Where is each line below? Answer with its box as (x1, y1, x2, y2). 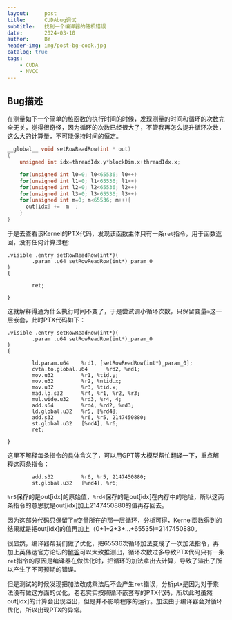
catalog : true (7, 49, 48, 56)
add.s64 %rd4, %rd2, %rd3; (32, 402, 135, 409)
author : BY (7, 36, 51, 43)
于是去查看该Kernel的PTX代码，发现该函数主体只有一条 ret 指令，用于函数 (7, 229, 216, 238)
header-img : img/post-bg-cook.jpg (7, 42, 107, 49)
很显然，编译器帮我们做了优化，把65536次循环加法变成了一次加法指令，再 (7, 539, 220, 548)
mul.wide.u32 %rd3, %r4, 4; (32, 396, 122, 403)
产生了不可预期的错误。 (12, 565, 80, 573)
